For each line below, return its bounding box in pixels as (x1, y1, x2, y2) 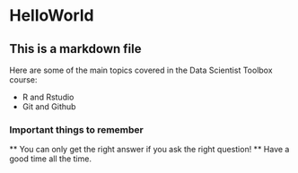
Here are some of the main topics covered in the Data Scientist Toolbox (9, 65, 273, 75)
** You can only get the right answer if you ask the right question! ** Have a (9, 144, 290, 155)
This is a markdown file (9, 41, 142, 56)
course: (9, 74, 38, 85)
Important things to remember (9, 123, 144, 135)
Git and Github (22, 101, 76, 112)
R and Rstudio (22, 91, 74, 102)
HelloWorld (9, 5, 94, 26)
